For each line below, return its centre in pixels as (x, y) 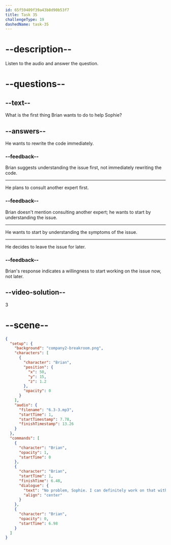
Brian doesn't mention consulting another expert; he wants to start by (78, 212)
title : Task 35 (21, 15)
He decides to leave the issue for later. (46, 247)
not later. (15, 276)
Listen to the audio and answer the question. (52, 64)
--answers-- (25, 131)
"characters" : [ (32, 353)
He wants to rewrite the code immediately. (50, 143)
